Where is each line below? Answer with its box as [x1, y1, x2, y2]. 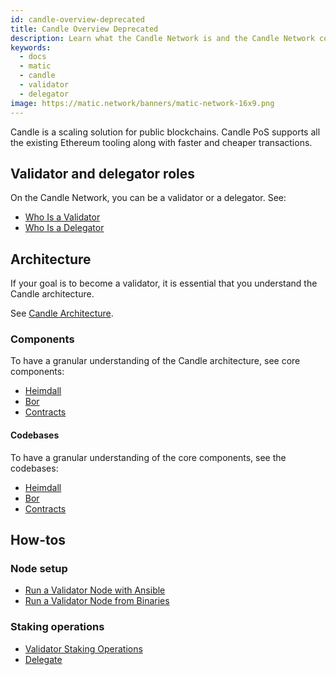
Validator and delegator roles [10, 165, 195, 182]
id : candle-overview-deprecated [10, 14, 145, 25]
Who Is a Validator [24, 211, 101, 223]
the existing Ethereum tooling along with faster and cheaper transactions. [10, 136, 313, 148]
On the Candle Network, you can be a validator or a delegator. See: [10, 192, 287, 204]
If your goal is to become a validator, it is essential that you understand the [10, 277, 318, 290]
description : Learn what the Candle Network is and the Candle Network [10, 33, 315, 43]
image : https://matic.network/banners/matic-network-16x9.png [10, 98, 275, 108]
